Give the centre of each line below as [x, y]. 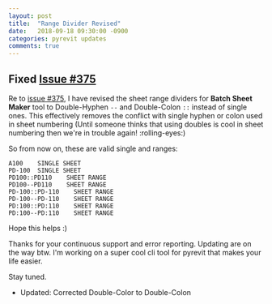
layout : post [30, 16]
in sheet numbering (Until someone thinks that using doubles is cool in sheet [136, 124]
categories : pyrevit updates [57, 39]
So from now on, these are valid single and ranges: [93, 148]
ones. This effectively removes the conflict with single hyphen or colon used [136, 115]
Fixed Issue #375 [52, 79]
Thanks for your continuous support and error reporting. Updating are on [130, 243]
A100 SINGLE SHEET [45, 163]
